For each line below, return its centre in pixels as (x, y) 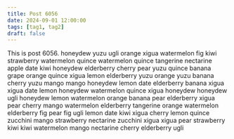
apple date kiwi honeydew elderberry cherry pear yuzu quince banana (109, 68)
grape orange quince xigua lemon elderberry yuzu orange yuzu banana (111, 76)
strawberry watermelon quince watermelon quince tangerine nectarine (110, 61)
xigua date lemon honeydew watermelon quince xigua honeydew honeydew (117, 91)
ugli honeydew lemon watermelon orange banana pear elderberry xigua (111, 98)
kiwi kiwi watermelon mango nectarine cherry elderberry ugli (96, 128)
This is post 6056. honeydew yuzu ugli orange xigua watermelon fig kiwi (112, 53)
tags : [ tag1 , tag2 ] (36, 27)
